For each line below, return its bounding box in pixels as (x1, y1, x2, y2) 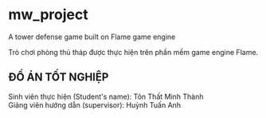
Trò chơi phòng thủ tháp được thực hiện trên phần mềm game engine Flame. (8, 47, 259, 57)
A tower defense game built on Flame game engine (8, 32, 176, 41)
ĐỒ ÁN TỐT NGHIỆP (8, 70, 109, 85)
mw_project (8, 6, 89, 24)
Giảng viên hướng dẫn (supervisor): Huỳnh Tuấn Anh (8, 100, 182, 109)
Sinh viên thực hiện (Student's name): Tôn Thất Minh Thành (8, 92, 205, 101)
